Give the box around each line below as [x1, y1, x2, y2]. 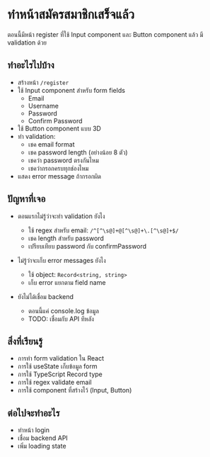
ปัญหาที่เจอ [7, 193, 46, 205]
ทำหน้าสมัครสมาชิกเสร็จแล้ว [7, 6, 135, 23]
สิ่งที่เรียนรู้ [7, 335, 43, 347]
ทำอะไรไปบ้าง [7, 60, 54, 72]
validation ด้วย [7, 38, 47, 47]
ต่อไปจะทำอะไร [7, 407, 60, 419]
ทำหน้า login [17, 426, 49, 434]
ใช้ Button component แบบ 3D [17, 124, 101, 132]
